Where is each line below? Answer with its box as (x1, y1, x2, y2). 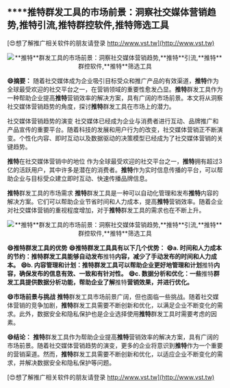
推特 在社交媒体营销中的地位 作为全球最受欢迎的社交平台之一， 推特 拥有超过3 (7, 157, 222, 165)
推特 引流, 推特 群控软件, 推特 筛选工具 (19, 19, 170, 31)
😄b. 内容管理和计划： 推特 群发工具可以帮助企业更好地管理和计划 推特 (20, 260, 214, 269)
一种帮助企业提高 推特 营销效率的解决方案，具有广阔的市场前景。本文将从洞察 (7, 93, 223, 101)
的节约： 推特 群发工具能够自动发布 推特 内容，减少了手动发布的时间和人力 (7, 252, 211, 260)
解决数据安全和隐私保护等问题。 (25, 359, 115, 367)
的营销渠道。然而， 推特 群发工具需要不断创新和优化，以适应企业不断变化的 (7, 350, 217, 358)
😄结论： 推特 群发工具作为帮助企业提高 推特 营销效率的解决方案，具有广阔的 (7, 332, 219, 341)
